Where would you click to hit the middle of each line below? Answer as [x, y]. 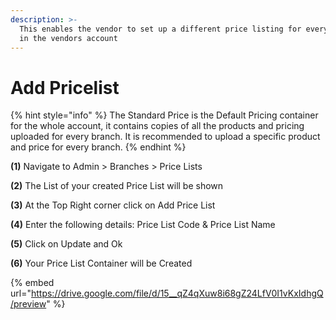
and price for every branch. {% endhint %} [98, 147]
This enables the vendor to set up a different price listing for [160, 29]
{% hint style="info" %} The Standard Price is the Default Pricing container [164, 115]
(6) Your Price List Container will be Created [101, 263]
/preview [28, 304]
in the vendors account [68, 38]
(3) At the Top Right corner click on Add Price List [113, 205]
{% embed [32, 283]
